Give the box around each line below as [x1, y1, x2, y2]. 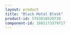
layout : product [5, 7, 39, 12]
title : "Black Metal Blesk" [5, 12, 64, 16]
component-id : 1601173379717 [5, 20, 66, 26]
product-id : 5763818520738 [5, 16, 61, 21]
